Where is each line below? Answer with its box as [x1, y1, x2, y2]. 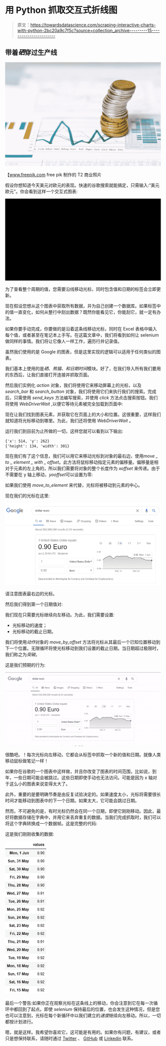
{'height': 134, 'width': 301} [5, 444, 70, 449]
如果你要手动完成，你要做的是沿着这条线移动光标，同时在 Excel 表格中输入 [5, 326, 157, 332]
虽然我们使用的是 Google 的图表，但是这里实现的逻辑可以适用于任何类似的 [5, 349, 157, 355]
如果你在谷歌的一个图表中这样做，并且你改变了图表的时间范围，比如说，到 [5, 769, 157, 775]
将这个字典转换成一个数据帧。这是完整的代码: [5, 821, 98, 827]
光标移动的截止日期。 [12, 629, 56, 635]
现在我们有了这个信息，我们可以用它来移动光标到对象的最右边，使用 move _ [5, 453, 158, 459]
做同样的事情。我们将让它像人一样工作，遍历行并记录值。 [5, 338, 122, 344]
